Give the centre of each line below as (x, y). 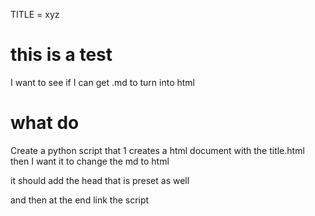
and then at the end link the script (80, 200)
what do (45, 123)
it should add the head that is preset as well (100, 180)
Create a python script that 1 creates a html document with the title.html (157, 150)
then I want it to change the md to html (90, 161)
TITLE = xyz (35, 14)
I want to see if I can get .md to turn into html (102, 82)
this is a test (61, 55)
